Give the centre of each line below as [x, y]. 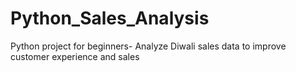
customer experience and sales [75, 56]
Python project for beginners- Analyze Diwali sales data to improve [148, 46]
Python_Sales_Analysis [110, 18]
